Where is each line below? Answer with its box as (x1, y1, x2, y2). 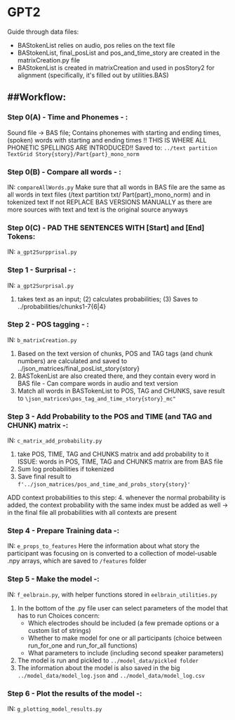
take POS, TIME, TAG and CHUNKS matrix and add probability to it (17, 450, 209, 459)
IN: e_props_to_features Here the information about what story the (7, 542, 200, 550)
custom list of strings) (27, 626, 91, 634)
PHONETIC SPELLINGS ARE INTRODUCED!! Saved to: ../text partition (7, 143, 217, 152)
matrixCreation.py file (17, 55, 81, 64)
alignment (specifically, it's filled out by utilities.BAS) (17, 71, 170, 79)
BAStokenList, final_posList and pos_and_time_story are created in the (17, 48, 220, 57)
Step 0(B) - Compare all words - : (7, 166, 121, 176)
